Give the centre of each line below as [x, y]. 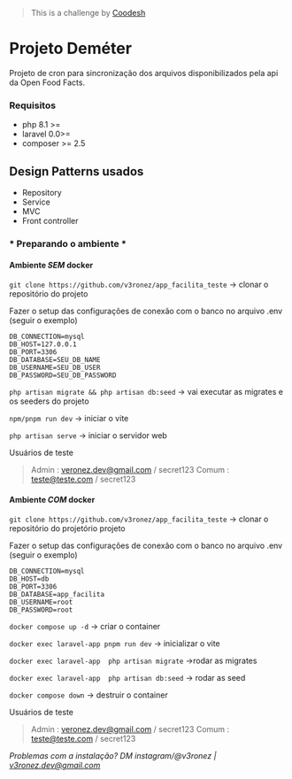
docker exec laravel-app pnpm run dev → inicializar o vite [115, 644]
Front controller [50, 221]
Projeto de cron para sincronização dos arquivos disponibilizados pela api [144, 73]
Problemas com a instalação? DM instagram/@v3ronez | [113, 756]
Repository [42, 193]
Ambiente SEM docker [51, 265]
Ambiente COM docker [52, 499]
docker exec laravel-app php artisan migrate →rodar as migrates [133, 661]
